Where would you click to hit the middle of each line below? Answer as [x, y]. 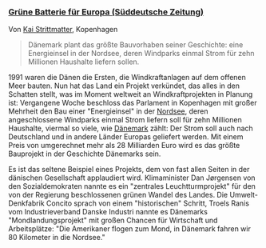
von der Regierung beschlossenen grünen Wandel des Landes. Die [118, 195]
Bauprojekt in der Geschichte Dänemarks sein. [85, 154]
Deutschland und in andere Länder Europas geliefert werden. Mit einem [126, 137]
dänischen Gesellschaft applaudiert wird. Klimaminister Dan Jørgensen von [132, 178]
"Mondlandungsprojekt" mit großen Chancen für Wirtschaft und [113, 220]
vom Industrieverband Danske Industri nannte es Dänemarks [108, 212]
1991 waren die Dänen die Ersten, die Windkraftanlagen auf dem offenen [127, 78]
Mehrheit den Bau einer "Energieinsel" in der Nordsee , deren [108, 111]
